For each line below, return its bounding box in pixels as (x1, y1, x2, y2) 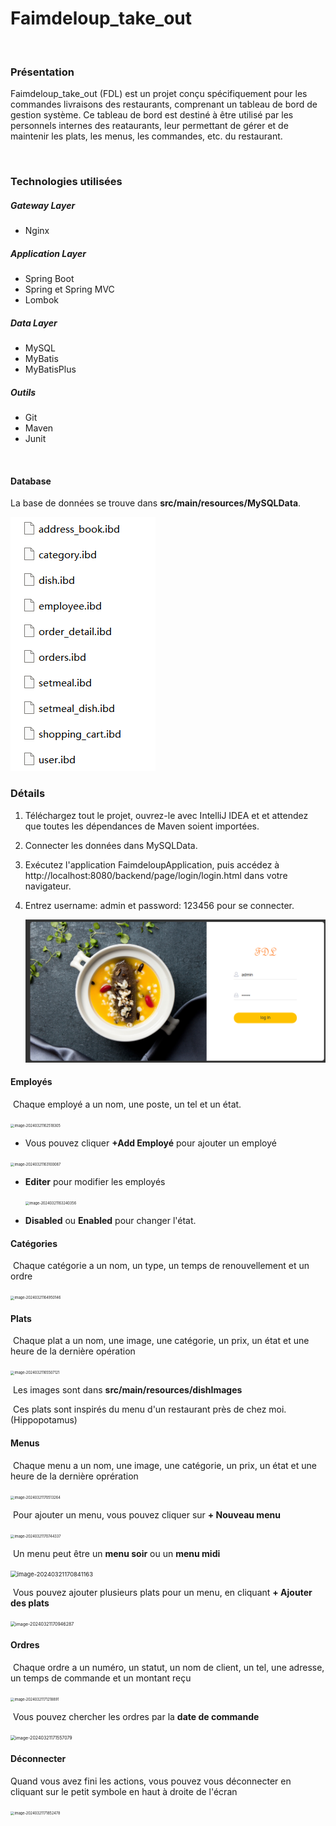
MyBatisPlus (24, 363, 77, 376)
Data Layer (10, 317, 58, 329)
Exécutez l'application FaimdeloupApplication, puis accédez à (24, 858, 280, 871)
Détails (10, 787, 46, 801)
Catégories (10, 1237, 58, 1249)
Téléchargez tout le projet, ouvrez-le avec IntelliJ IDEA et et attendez (24, 809, 309, 821)
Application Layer (10, 247, 87, 259)
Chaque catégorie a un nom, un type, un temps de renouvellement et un (12, 1260, 310, 1272)
